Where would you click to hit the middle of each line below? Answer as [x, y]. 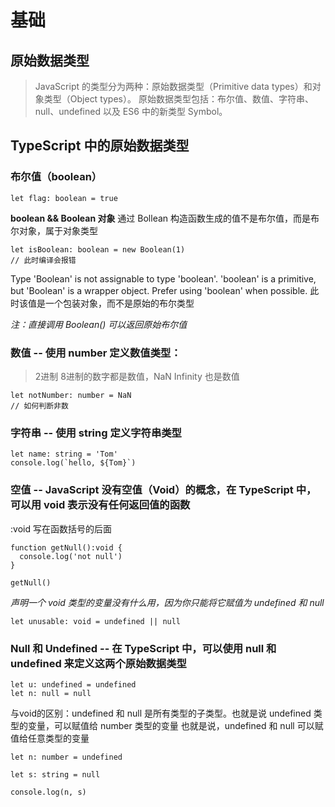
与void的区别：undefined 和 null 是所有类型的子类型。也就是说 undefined [161, 713]
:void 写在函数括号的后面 [61, 528]
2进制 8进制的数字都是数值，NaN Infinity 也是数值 [137, 376]
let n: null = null [51, 693]
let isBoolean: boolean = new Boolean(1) [98, 249]
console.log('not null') [71, 556]
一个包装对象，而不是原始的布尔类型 [119, 303]
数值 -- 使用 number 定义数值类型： [96, 353]
